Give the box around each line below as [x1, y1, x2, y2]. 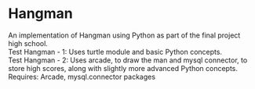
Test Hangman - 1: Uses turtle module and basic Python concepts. [8, 47, 222, 56]
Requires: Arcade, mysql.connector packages [8, 72, 155, 81]
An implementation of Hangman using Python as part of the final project [8, 30, 241, 40]
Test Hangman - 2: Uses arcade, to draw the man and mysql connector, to [8, 55, 248, 65]
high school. [8, 38, 49, 48]
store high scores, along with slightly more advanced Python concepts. [8, 63, 238, 73]
